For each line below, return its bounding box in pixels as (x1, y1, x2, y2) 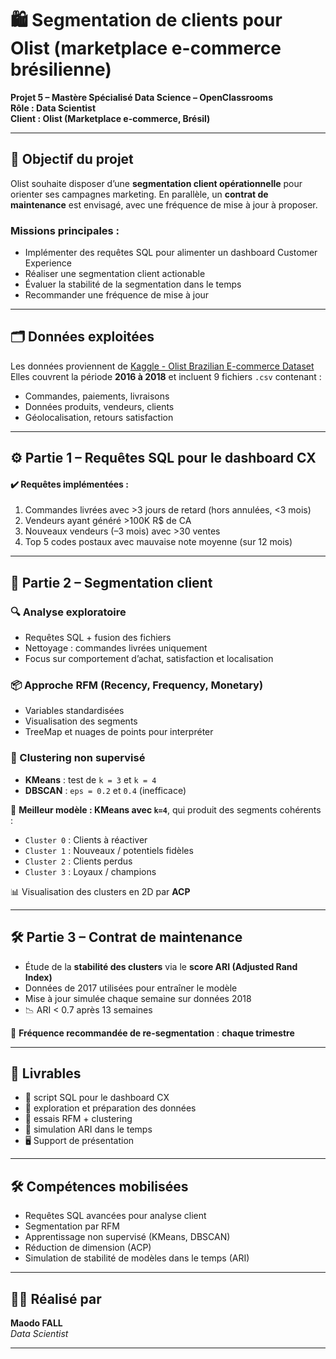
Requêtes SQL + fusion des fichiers (24, 632, 172, 644)
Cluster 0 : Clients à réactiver (24, 833, 148, 846)
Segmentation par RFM (24, 1220, 121, 1232)
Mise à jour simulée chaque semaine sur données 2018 (24, 992, 252, 1004)
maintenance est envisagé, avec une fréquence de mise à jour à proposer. (10, 198, 318, 211)
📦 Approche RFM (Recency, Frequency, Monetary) (10, 678, 264, 692)
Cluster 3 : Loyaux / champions (24, 865, 157, 877)
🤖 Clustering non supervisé (10, 751, 146, 765)
